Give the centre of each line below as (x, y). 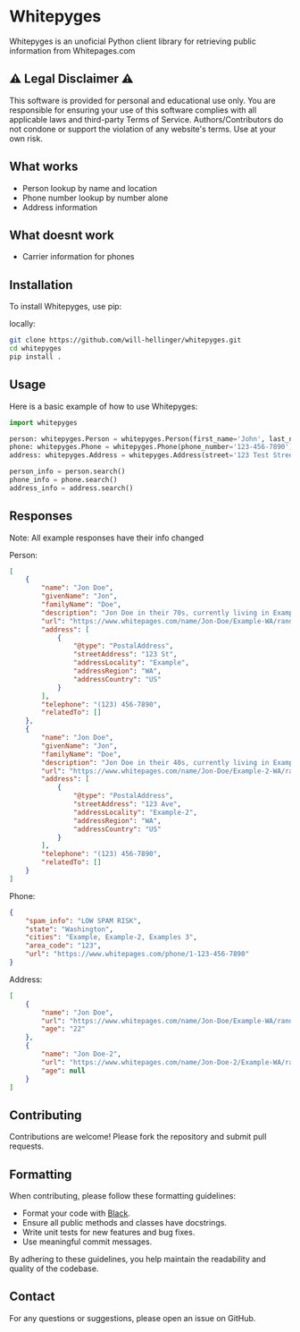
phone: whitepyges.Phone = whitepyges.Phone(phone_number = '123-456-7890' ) (151, 447)
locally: (22, 324)
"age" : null (64, 1071)
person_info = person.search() (67, 471)
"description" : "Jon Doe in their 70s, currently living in (155, 613)
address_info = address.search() (71, 488)
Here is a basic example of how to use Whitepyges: (104, 406)
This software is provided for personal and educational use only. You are (143, 100)
